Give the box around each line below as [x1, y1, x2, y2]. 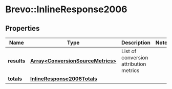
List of [121, 48, 137, 55]
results [8, 57, 26, 64]
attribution [121, 60, 146, 68]
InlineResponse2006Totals [30, 75, 97, 82]
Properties [5, 24, 40, 33]
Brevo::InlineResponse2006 [5, 4, 127, 15]
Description [121, 39, 151, 46]
